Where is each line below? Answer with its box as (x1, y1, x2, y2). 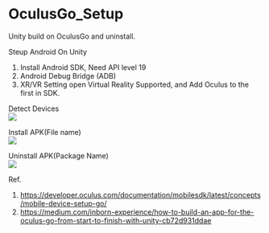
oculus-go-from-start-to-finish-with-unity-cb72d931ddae (19, 215, 212, 225)
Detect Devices (8, 104, 60, 113)
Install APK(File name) (8, 127, 82, 137)
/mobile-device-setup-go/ (19, 198, 107, 208)
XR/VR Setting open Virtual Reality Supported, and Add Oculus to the (19, 80, 250, 89)
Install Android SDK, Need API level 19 (19, 62, 147, 72)
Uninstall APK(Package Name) (8, 150, 109, 161)
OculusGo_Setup (8, 5, 124, 23)
